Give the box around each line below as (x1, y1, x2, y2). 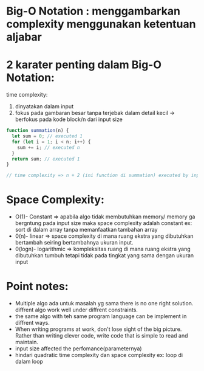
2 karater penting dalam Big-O (6, 58, 162, 72)
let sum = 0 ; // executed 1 (12, 133, 83, 139)
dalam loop (15, 358, 44, 365)
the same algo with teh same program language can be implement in (15, 313, 187, 320)
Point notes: (6, 280, 69, 293)
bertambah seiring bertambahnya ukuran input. (15, 239, 134, 246)
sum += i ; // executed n (17, 144, 80, 150)
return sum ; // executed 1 (12, 156, 80, 162)
